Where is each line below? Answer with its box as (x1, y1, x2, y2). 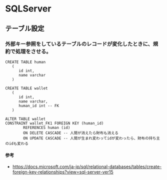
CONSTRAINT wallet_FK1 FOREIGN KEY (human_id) (5, 120, 104, 125)
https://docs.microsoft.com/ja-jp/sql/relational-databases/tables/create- (12, 163, 162, 170)
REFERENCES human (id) (23, 125, 70, 130)
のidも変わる (5, 141, 28, 146)
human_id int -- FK (18, 103, 59, 108)
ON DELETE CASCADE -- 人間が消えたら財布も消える (23, 130, 118, 135)
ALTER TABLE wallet (5, 116, 46, 121)
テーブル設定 (5, 24, 44, 32)
